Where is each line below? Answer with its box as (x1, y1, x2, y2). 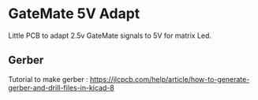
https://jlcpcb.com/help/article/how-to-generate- (89, 74, 250, 83)
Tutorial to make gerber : (8, 74, 88, 83)
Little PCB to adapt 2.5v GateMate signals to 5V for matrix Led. (8, 31, 211, 40)
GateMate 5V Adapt (8, 5, 140, 23)
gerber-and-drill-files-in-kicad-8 (8, 83, 114, 92)
